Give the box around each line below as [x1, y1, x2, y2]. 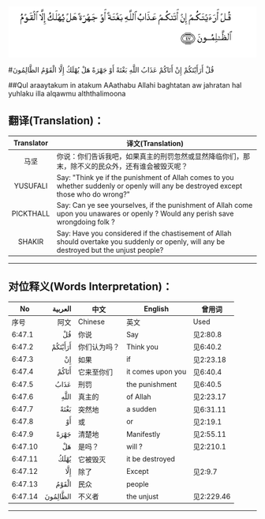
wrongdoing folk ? [56, 217, 116, 227]
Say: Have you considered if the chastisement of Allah [56, 228, 232, 238]
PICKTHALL [11, 209, 50, 219]
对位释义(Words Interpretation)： [8, 280, 174, 293]
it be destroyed [125, 454, 176, 464]
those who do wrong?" [56, 190, 130, 199]
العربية [52, 304, 72, 314]
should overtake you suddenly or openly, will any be [56, 236, 226, 246]
